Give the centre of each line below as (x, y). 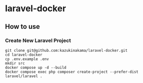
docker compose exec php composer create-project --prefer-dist (72, 72)
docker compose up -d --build (36, 67)
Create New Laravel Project (38, 41)
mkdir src (15, 63)
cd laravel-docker (24, 55)
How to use (22, 27)
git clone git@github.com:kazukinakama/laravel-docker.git (66, 50)
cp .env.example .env (27, 59)
